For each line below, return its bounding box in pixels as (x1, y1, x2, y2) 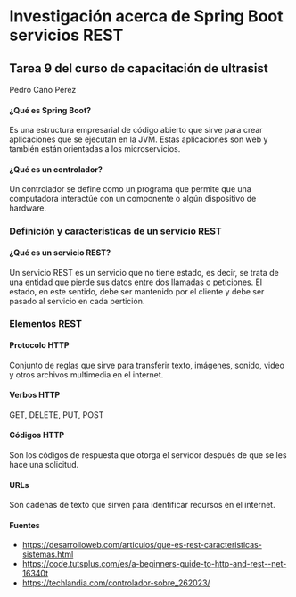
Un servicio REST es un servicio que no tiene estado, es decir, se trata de (9, 267, 279, 278)
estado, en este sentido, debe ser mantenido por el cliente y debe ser (9, 286, 265, 296)
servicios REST (9, 25, 124, 46)
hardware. (9, 203, 47, 213)
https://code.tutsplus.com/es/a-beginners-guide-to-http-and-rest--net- (21, 559, 287, 569)
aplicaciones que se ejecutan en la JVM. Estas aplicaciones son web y (9, 134, 268, 145)
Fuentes (9, 519, 40, 530)
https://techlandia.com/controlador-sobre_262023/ (21, 577, 211, 588)
